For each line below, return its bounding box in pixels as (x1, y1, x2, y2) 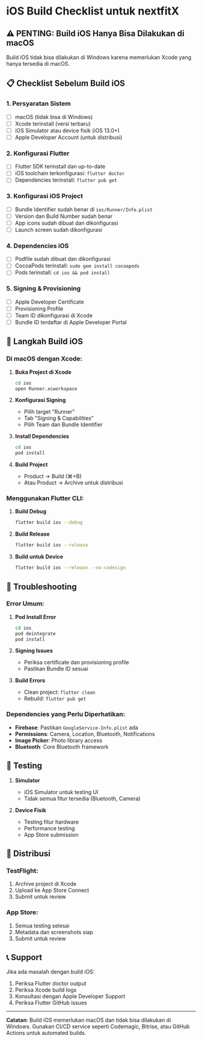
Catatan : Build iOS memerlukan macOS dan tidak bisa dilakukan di (6, 1016, 171, 1024)
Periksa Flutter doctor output (14, 980, 87, 987)
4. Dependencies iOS (6, 242, 69, 250)
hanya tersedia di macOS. (6, 60, 70, 67)
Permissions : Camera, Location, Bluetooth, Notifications (14, 730, 155, 737)
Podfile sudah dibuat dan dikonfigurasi (14, 255, 111, 263)
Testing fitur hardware (23, 818, 79, 825)
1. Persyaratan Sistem (6, 100, 71, 108)
